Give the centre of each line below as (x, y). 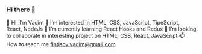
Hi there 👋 (21, 10)
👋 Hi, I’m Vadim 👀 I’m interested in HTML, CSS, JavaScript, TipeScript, (93, 23)
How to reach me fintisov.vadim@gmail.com (61, 44)
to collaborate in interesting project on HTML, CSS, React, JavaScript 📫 (96, 36)
